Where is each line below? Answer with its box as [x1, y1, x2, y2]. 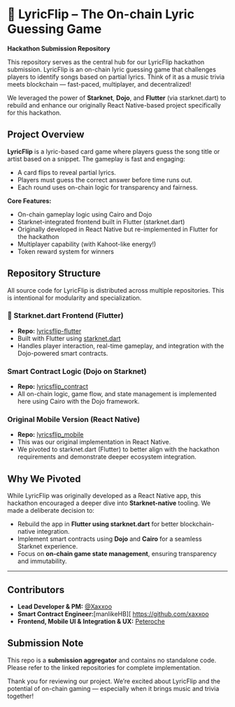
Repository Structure [7, 268, 101, 279]
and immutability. [17, 557, 68, 565]
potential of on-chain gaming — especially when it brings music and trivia [7, 684, 220, 692]
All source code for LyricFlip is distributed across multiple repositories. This [7, 286, 225, 294]
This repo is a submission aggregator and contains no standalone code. [7, 656, 217, 664]
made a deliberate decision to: [7, 506, 94, 515]
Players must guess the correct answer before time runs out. [17, 175, 192, 184]
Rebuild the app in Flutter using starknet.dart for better [17, 520, 179, 528]
